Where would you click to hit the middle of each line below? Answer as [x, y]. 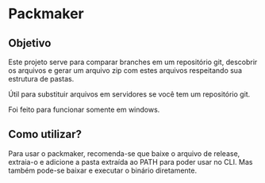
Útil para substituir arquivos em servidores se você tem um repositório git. [129, 94]
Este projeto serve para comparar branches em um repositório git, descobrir [133, 62]
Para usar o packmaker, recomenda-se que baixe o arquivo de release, [124, 153]
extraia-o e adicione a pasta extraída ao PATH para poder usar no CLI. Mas [131, 162]
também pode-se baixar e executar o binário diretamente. [103, 170]
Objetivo [30, 43]
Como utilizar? [45, 134]
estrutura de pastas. [41, 79]
